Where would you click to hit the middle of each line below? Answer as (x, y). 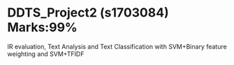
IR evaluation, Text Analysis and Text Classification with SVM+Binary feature (117, 46)
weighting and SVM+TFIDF (46, 54)
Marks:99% (43, 27)
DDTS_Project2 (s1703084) (88, 13)
